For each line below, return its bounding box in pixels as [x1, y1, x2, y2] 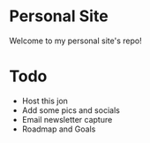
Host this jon [21, 95, 69, 106]
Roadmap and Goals [21, 124, 96, 134]
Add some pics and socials [21, 104, 121, 116]
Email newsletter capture [21, 114, 113, 124]
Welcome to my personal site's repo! [9, 35, 143, 46]
